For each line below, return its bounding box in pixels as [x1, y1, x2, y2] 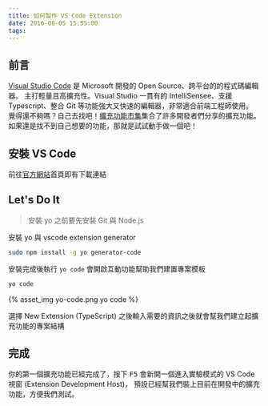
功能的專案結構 [14, 321, 65, 331]
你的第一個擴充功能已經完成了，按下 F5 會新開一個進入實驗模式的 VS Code [8, 369, 255, 379]
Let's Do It [8, 193, 60, 207]
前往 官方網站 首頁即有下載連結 [8, 170, 106, 179]
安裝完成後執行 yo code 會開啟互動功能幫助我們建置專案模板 [8, 263, 206, 273]
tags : [8, 26, 26, 34]
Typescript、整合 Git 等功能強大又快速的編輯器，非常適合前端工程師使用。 [8, 101, 254, 111]
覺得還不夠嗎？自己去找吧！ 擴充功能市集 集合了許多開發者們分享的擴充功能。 [8, 111, 261, 121]
